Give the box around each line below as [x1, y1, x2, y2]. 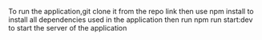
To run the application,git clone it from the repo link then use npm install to [8, 7, 254, 16]
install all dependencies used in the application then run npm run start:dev [8, 15, 253, 24]
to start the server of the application [8, 24, 127, 32]
